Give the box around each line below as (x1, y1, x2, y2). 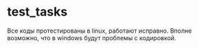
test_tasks (7, 4, 68, 20)
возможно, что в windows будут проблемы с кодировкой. (7, 33, 176, 42)
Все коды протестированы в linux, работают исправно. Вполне (7, 27, 192, 35)
